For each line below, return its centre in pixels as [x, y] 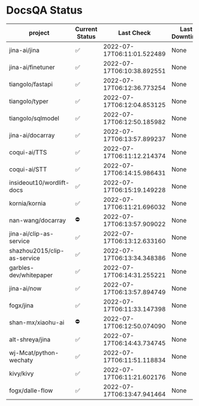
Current [86, 29]
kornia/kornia [28, 203]
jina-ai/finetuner [32, 67]
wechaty [21, 360]
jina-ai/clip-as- [32, 233]
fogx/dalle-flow [31, 390]
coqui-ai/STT [28, 169]
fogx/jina [21, 305]
